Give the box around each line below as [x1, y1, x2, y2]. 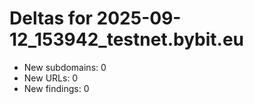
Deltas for [9, 7, 93, 30]
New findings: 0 [23, 82, 90, 94]
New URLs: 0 [23, 72, 79, 84]
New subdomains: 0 [23, 61, 107, 73]
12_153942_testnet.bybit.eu [9, 28, 245, 51]
